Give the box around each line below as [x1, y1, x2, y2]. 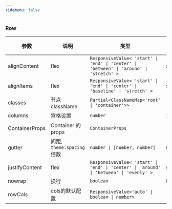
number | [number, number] [90, 144, 156, 150]
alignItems [8, 82, 33, 89]
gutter [8, 144, 23, 151]
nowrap [8, 177, 27, 184]
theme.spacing [50, 144, 85, 150]
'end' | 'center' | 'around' [90, 164, 161, 170]
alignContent [8, 62, 39, 69]
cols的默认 [50, 187, 76, 194]
